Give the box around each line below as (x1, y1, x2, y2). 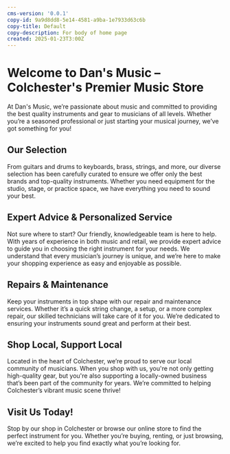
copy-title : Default (7, 23, 67, 30)
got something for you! (7, 124, 72, 133)
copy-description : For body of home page (7, 29, 128, 36)
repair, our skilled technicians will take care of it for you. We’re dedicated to (7, 312, 220, 320)
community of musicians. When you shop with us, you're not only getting (7, 365, 214, 373)
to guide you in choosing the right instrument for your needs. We (7, 245, 190, 253)
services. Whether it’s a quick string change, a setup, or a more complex (7, 304, 212, 313)
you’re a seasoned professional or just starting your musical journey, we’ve (7, 117, 220, 126)
